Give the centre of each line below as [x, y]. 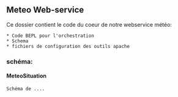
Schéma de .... [26, 89]
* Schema [17, 41]
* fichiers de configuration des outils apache [68, 46]
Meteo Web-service [45, 10]
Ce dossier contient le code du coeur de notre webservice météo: [89, 24]
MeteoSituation [27, 76]
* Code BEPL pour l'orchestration [50, 36]
